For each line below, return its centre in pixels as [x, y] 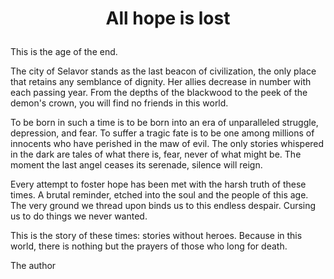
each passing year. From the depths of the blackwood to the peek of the [159, 93]
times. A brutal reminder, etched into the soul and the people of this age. [159, 195]
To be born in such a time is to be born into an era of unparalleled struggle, [164, 123]
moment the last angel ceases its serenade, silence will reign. [136, 165]
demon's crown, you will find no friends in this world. [119, 103]
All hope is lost [168, 18]
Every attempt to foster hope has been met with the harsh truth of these [158, 184]
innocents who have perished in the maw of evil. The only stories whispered [167, 144]
